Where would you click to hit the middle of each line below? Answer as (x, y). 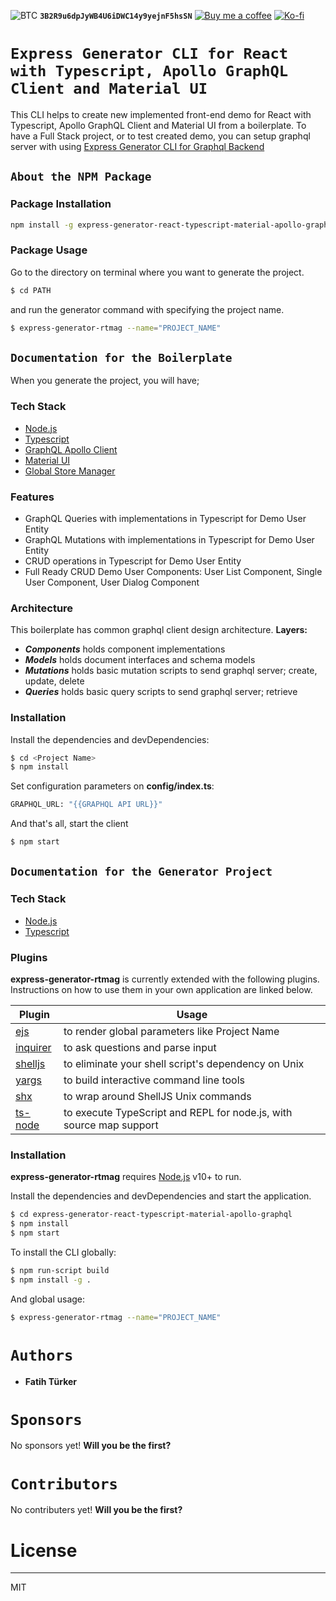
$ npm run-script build (60, 1270)
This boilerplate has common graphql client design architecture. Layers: (159, 630)
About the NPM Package (81, 177)
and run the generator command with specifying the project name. (147, 309)
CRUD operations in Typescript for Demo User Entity (133, 561)
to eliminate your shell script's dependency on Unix (184, 1064)
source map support (111, 1125)
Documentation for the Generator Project (141, 872)
